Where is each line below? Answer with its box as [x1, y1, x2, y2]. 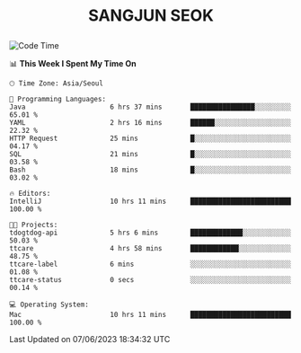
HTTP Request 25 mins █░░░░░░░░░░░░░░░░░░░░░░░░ [9, 134, 292, 144]
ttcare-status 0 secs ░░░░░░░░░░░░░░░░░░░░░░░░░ [9, 276, 292, 285]
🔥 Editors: [9, 190, 51, 199]
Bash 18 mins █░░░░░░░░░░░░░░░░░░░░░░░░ [9, 165, 292, 175]
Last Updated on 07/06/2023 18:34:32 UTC [9, 334, 171, 345]
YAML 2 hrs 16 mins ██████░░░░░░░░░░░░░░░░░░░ [9, 119, 292, 128]
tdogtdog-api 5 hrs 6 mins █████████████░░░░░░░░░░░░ [9, 228, 292, 238]
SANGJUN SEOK [88, 5, 214, 26]
